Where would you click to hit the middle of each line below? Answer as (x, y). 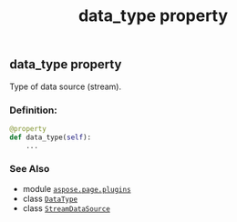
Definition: (33, 110)
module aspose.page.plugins (77, 188)
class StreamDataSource (67, 208)
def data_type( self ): (51, 137)
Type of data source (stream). (65, 86)
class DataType (50, 198)
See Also (30, 169)
